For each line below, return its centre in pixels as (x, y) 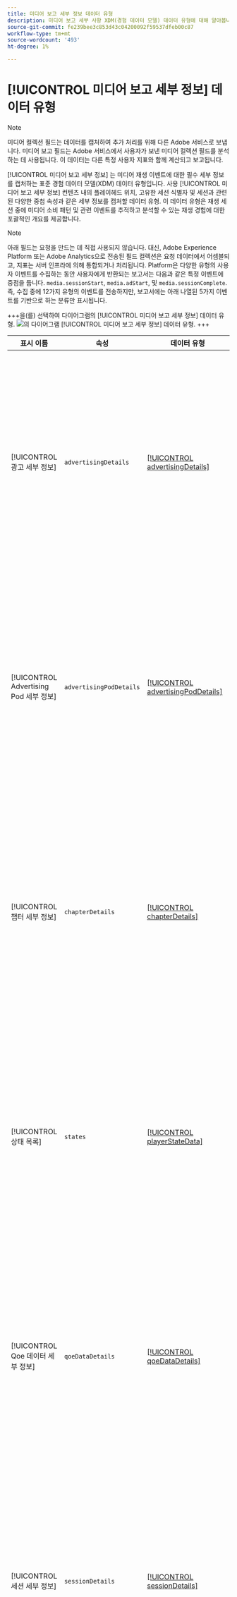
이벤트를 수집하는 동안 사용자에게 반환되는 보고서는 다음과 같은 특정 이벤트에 (119, 274)
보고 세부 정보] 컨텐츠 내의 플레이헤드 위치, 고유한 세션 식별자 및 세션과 (117, 192)
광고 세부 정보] (34, 467)
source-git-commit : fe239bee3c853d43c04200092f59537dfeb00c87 (101, 27)
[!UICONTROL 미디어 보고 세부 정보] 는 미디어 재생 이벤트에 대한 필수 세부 (109, 174)
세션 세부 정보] (34, 1586)
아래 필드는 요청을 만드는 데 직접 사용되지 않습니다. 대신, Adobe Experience (112, 247)
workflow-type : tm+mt (39, 34)
